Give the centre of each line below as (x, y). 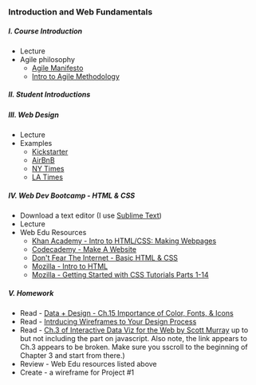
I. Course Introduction (45, 31)
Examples (36, 143)
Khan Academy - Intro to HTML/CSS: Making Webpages (124, 241)
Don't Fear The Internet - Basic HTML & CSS (104, 258)
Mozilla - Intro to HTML (70, 266)
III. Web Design (34, 115)
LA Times (47, 177)
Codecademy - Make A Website (84, 249)
